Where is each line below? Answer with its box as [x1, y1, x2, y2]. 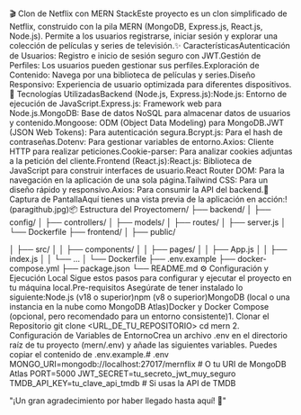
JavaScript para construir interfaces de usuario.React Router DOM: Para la [9, 166, 285, 176]
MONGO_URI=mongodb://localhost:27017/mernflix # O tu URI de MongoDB [9, 359, 287, 369]
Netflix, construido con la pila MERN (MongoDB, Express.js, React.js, [9, 22, 263, 32]
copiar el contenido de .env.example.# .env [9, 349, 169, 359]
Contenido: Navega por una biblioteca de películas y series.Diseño [9, 69, 256, 80]
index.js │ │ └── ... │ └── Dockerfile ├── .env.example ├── [9, 254, 236, 264]
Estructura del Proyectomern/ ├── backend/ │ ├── [79, 204, 271, 214]
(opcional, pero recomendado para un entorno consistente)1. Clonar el [9, 311, 270, 321]
